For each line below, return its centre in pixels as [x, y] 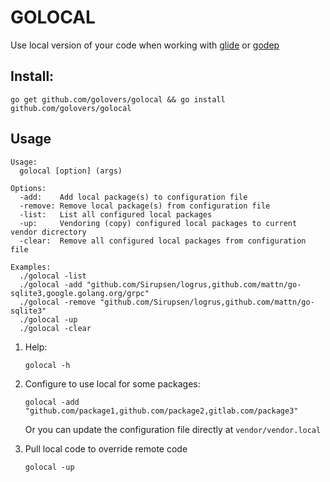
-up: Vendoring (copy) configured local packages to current [158, 223]
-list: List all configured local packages [116, 214]
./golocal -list [53, 276]
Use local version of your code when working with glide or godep [145, 45]
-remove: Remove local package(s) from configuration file [145, 206]
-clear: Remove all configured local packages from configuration [163, 241]
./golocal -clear [55, 328]
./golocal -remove [58, 302]
